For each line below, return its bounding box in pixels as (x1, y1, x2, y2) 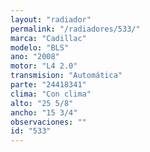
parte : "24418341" (10, 80, 87, 90)
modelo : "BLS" (10, 42, 70, 53)
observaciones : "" (10, 117, 87, 127)
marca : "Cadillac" (10, 33, 87, 43)
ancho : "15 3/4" (10, 107, 78, 118)
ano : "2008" (10, 52, 60, 62)
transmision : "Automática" (10, 71, 123, 81)
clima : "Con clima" (10, 89, 92, 99)
